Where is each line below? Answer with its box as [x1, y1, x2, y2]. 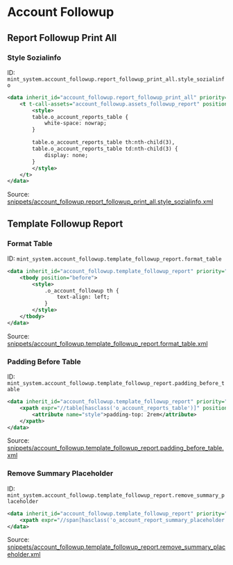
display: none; [44, 152, 89, 158]
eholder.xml [7, 550, 41, 559]
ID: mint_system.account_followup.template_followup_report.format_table [7, 254, 222, 263]
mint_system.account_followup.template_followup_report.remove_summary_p [7, 491, 225, 499]
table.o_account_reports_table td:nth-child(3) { [32, 145, 178, 152]
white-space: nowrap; [44, 120, 107, 127]
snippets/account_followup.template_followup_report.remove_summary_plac [7, 543, 226, 551]
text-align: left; [56, 293, 110, 301]
